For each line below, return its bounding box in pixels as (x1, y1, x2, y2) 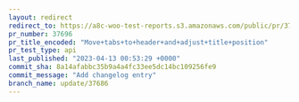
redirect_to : (8, 21, 57, 30)
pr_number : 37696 (8, 29, 73, 38)
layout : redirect (8, 12, 73, 22)
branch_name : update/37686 (8, 79, 109, 88)
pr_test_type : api (8, 46, 77, 55)
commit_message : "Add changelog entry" (8, 71, 157, 80)
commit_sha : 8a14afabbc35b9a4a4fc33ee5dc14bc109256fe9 (8, 63, 217, 72)
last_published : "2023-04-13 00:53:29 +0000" (8, 54, 180, 63)
